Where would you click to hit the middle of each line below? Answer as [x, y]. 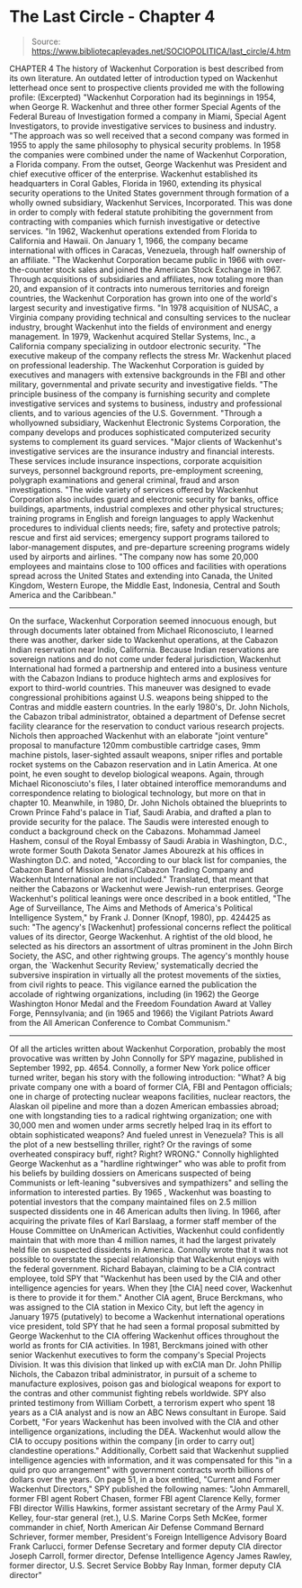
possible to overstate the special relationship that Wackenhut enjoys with [144, 1259]
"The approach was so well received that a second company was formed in [149, 135]
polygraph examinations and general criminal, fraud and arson [124, 480]
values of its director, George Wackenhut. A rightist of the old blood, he [141, 936]
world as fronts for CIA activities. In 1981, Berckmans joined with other [139, 1345]
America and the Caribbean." [63, 594]
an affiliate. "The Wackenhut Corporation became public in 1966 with [137, 259]
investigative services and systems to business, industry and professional [146, 404]
